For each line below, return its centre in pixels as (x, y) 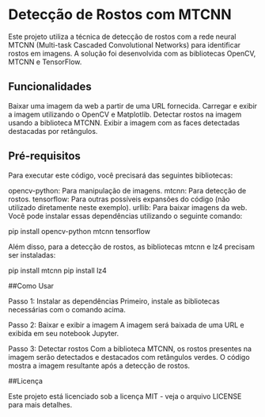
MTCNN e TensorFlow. (45, 62)
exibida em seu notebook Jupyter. (64, 333)
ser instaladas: (32, 254)
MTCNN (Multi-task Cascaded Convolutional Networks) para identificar (125, 44)
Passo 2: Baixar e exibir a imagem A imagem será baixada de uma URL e (126, 325)
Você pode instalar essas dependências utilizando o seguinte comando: (125, 216)
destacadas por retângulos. (53, 131)
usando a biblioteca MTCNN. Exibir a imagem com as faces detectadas (124, 122)
